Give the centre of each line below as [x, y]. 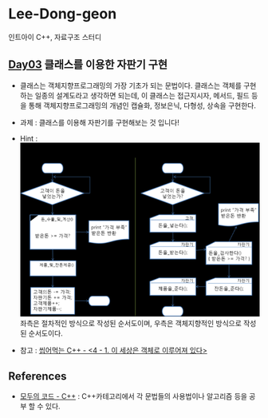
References [37, 376]
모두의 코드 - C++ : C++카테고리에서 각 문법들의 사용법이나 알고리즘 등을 [133, 396]
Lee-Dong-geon [63, 14]
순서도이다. [46, 333]
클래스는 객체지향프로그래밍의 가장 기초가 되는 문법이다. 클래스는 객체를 [130, 86]
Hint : [29, 138]
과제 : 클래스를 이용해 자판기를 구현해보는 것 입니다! [99, 122]
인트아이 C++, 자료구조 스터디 [55, 37]
